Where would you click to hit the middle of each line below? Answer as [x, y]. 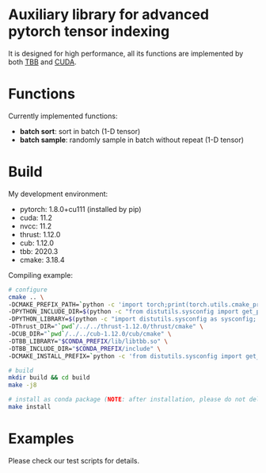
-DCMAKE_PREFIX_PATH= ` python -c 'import [76, 304]
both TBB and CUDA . [42, 62]
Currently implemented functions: [63, 116]
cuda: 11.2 [36, 217]
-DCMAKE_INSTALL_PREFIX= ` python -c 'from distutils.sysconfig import [125, 356]
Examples [41, 439]
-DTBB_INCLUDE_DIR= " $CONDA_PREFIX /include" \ [84, 348]
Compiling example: [41, 275]
